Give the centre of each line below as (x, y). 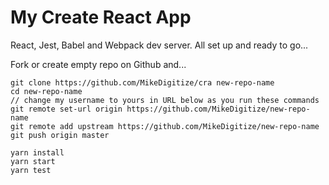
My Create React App (101, 17)
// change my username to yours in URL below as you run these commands (165, 100)
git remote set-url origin (66, 109)
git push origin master (60, 135)
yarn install (37, 152)
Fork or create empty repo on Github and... (98, 64)
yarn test (31, 170)
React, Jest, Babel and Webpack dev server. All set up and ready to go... (159, 45)
